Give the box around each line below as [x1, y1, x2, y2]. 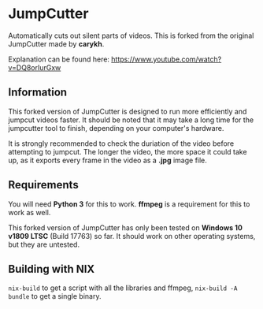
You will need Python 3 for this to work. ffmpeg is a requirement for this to [8, 199, 250, 209]
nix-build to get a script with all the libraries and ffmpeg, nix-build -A [8, 283, 238, 292]
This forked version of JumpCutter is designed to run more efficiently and [8, 106, 247, 116]
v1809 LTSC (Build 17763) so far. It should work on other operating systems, [8, 231, 256, 240]
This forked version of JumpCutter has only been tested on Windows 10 [8, 222, 243, 233]
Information [8, 86, 68, 99]
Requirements [8, 178, 79, 192]
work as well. [8, 207, 51, 217]
